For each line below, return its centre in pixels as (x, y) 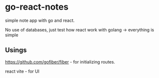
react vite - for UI (22, 71)
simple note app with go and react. (40, 20)
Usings (16, 50)
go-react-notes (37, 7)
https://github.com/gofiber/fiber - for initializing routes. (60, 62)
